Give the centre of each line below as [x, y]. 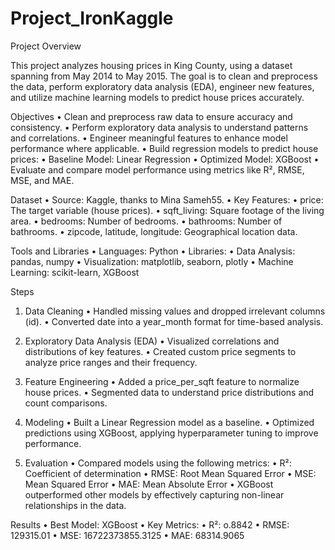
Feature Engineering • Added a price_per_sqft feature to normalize [162, 381]
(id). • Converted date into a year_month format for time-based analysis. [174, 321]
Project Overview [46, 46]
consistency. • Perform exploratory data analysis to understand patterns [159, 127]
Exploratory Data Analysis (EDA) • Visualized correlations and [152, 341]
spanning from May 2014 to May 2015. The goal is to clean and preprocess [164, 76]
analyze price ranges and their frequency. [111, 362]
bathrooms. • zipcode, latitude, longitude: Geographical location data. [154, 231]
